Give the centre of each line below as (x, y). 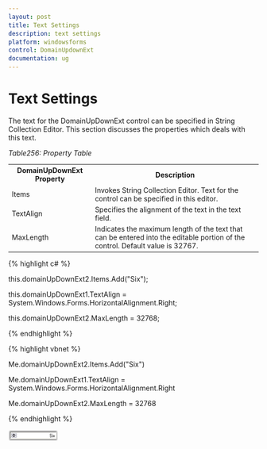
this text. (23, 137)
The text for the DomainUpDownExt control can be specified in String (122, 121)
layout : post (30, 17)
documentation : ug (39, 59)
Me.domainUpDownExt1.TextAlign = (67, 379)
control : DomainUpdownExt (51, 50)
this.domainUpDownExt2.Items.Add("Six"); (78, 278)
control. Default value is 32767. (147, 246)
